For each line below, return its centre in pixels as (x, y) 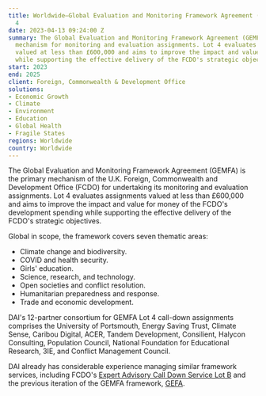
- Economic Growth (38, 97)
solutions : (26, 89)
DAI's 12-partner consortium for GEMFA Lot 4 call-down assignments (121, 318)
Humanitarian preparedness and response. (89, 294)
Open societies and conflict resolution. (83, 285)
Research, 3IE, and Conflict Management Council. (89, 351)
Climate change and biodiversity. (73, 252)
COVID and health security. (64, 260)
